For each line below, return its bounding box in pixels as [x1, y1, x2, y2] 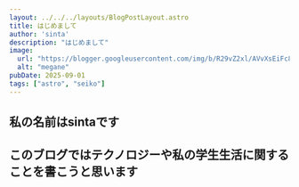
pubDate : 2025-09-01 [9, 71, 86, 80]
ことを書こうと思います [9, 164, 138, 179]
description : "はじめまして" [9, 37, 109, 47]
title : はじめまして [9, 21, 77, 30]
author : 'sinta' [9, 29, 69, 38]
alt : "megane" [17, 63, 69, 72]
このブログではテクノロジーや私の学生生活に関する [9, 148, 289, 163]
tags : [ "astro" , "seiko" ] [9, 79, 105, 88]
